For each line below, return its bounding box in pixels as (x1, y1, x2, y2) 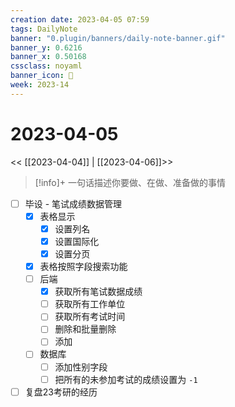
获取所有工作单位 (54, 298, 126, 310)
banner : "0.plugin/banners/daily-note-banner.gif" (10, 33, 226, 43)
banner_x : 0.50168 (10, 52, 87, 62)
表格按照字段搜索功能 (39, 261, 128, 272)
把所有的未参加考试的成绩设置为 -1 (54, 373, 198, 385)
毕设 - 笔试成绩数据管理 (24, 197, 123, 210)
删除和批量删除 (54, 323, 117, 335)
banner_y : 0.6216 (10, 42, 83, 53)
